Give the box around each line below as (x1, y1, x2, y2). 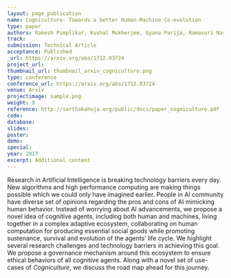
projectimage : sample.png (7, 93, 81, 100)
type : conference (7, 73, 57, 81)
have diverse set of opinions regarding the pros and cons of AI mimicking (7, 197, 215, 206)
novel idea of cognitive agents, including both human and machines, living (7, 212, 217, 220)
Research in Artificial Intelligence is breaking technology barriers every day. (7, 176, 221, 184)
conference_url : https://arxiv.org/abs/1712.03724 (7, 80, 155, 87)
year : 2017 (7, 150, 38, 158)
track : (7, 36, 26, 43)
